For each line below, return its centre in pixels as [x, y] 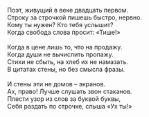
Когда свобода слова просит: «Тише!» [64, 32]
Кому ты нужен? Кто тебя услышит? [60, 25]
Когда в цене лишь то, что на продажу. [65, 47]
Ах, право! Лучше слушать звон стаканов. [70, 91]
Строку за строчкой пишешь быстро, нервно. [74, 17]
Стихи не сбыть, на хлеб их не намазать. [68, 62]
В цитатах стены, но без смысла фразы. [66, 69]
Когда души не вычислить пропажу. [61, 54]
